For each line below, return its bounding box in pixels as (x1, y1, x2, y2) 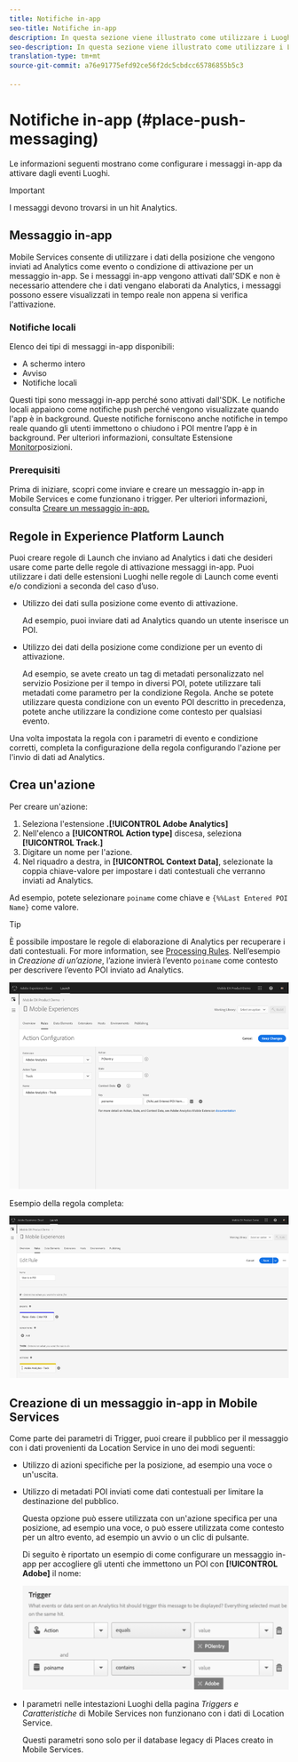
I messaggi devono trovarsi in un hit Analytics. (9, 202, 177, 212)
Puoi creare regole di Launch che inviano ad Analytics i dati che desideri (9, 552, 273, 564)
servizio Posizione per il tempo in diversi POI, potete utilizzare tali (21, 678, 262, 689)
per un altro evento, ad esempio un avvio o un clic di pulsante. (21, 1532, 250, 1542)
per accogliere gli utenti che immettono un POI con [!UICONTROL (38, 1558, 278, 1569)
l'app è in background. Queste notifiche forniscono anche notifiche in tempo (9, 413, 288, 424)
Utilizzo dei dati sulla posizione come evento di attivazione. (21, 598, 239, 609)
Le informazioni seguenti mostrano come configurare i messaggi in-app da (9, 158, 283, 169)
